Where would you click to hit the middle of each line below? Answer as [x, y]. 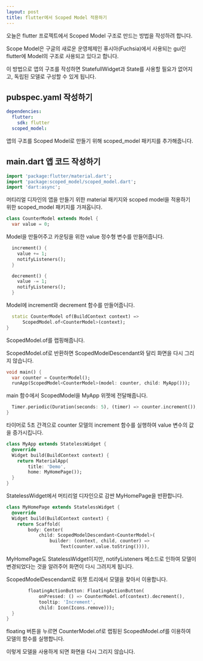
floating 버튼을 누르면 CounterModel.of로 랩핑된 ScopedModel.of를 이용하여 [99, 631]
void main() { [24, 372]
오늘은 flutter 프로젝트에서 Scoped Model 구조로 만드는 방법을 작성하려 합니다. [99, 35]
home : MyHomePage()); [55, 472]
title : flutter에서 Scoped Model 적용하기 [57, 18]
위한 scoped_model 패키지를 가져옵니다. [54, 207]
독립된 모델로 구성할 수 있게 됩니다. [55, 76]
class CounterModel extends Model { [52, 219]
